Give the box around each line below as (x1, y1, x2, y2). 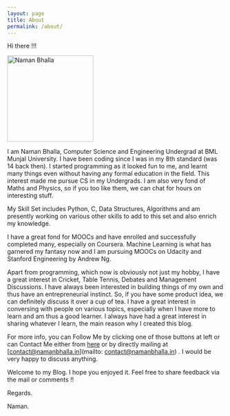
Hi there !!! (7, 42, 36, 50)
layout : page (7, 10, 45, 17)
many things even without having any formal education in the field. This (7, 170, 210, 178)
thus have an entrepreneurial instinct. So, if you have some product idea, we (7, 290, 224, 299)
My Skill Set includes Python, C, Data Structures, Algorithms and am (7, 205, 201, 213)
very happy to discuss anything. (7, 355, 98, 363)
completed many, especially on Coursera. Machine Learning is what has (7, 240, 211, 248)
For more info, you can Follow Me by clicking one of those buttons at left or (7, 333, 220, 341)
